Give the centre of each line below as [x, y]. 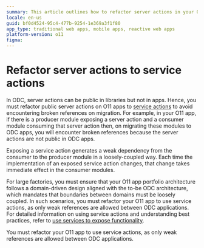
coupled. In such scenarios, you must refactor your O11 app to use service [99, 201]
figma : [15, 40]
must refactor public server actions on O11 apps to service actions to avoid [100, 106]
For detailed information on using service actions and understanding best [98, 214]
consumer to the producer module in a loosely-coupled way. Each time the [100, 157]
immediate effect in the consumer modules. [61, 170]
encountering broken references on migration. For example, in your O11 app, [101, 112]
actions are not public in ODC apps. [51, 139]
